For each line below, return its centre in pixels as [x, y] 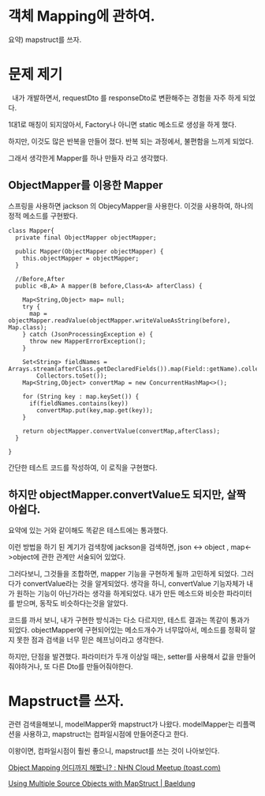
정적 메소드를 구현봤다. [43, 216]
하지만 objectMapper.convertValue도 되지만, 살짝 [127, 495]
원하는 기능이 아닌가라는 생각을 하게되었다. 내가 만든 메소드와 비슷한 [120, 593]
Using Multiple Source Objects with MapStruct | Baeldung [102, 783]
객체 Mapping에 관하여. [82, 16]
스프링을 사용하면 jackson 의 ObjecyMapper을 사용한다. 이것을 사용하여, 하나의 [131, 205]
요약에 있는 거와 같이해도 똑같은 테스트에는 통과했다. [88, 530]
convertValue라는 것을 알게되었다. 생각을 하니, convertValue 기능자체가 [134, 583]
